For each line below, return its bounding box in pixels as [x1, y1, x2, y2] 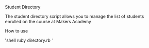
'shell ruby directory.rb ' [5, 37, 53, 43]
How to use [5, 28, 28, 33]
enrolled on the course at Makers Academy [5, 19, 91, 24]
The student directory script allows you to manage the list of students [5, 14, 144, 19]
